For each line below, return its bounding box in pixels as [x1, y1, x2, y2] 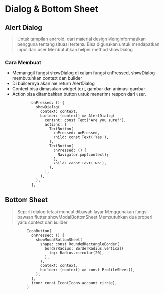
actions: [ [44, 122, 67, 127]
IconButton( [27, 229, 52, 234]
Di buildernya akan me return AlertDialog [12, 80, 95, 87]
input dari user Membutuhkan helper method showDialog [17, 47, 133, 52]
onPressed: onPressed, [53, 131, 100, 136]
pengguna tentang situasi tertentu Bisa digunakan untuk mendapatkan [17, 41, 160, 47]
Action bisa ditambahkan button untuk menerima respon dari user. [12, 91, 146, 97]
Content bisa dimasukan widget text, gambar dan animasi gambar [12, 86, 146, 92]
